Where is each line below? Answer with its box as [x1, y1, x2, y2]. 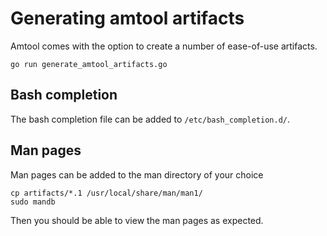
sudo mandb [10, 197, 56, 207]
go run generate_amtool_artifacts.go [10, 59, 168, 69]
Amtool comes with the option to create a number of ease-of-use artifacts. [10, 40, 318, 52]
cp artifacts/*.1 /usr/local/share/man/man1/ [10, 188, 203, 198]
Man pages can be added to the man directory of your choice [10, 168, 264, 181]
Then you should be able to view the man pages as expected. [10, 214, 264, 226]
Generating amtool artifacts [10, 7, 245, 30]
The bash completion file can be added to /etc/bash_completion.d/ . [10, 113, 291, 125]
